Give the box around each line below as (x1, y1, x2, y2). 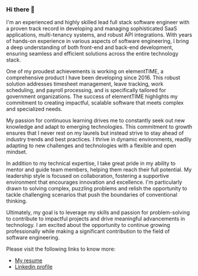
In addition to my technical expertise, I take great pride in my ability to (6, 160, 176, 167)
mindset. (6, 148, 28, 155)
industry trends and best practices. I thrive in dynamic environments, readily (6, 136, 192, 143)
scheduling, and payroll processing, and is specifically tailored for (6, 87, 167, 94)
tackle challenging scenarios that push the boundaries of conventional (6, 191, 177, 199)
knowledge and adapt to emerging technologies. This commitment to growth (6, 124, 193, 131)
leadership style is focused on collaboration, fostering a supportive (6, 173, 170, 180)
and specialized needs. (6, 106, 63, 113)
